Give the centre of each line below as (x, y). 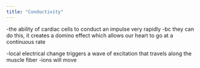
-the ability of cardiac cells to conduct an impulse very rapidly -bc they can (100, 29)
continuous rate (26, 42)
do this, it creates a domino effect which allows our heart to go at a (90, 35)
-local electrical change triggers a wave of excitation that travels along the (99, 53)
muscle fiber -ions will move (42, 60)
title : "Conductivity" (35, 12)
